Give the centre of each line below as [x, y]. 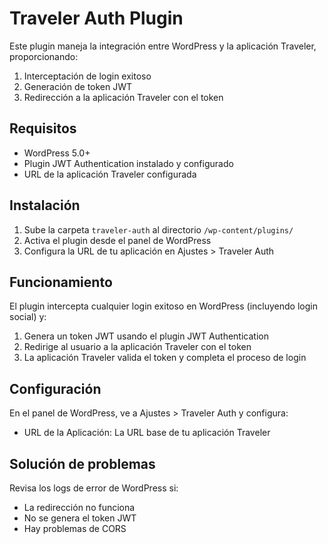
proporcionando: [44, 56]
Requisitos [43, 128]
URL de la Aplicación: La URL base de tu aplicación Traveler [147, 433]
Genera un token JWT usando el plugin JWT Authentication [146, 336]
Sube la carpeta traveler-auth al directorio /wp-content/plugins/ [158, 229]
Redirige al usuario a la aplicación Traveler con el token [137, 347]
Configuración [55, 388]
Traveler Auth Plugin [96, 18]
